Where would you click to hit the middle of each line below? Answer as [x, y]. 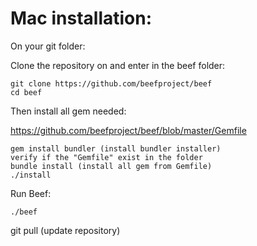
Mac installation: [81, 18]
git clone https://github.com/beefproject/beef [111, 83]
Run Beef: [31, 193]
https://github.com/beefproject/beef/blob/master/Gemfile [128, 130]
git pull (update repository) [65, 230]
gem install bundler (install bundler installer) [116, 148]
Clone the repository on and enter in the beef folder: [118, 65]
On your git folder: [48, 46]
